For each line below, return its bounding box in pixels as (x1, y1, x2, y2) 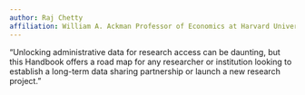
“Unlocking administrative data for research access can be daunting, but (9, 46, 281, 57)
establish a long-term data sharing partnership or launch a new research (9, 65, 281, 77)
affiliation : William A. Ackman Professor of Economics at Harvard (9, 22, 271, 31)
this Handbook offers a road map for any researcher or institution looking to (9, 56, 292, 67)
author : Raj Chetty (9, 13, 84, 23)
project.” (9, 75, 42, 86)
